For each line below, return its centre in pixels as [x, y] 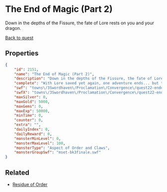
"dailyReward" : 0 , [33, 134]
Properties [22, 53]
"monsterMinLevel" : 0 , [38, 138]
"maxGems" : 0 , [29, 106]
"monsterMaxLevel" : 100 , [40, 143]
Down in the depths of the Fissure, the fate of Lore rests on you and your [80, 23]
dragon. [13, 28]
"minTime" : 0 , [29, 116]
